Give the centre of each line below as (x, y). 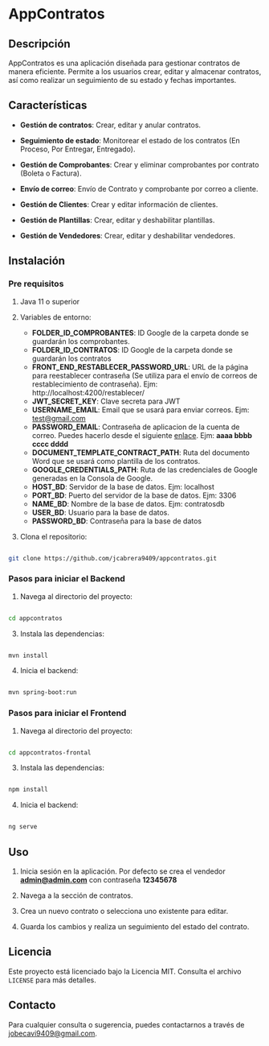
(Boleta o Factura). (51, 173)
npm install (28, 790)
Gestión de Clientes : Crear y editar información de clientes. (119, 204)
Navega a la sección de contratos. (76, 895)
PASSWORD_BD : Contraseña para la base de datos (117, 521)
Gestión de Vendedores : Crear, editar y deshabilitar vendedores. (127, 235)
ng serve (23, 827)
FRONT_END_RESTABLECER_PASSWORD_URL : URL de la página (140, 366)
